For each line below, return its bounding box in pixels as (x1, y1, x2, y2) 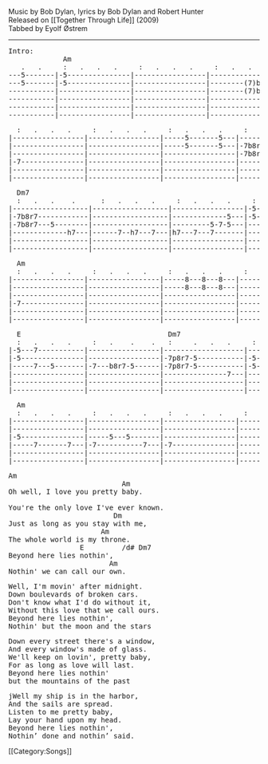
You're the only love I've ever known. (8, 503, 164, 512)
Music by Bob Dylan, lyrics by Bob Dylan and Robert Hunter (8, 7, 204, 16)
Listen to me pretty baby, (8, 707, 114, 716)
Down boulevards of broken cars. (8, 590, 140, 599)
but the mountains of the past (8, 677, 131, 685)
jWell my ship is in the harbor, (8, 691, 140, 700)
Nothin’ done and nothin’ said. (8, 731, 135, 740)
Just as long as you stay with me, (8, 519, 148, 528)
